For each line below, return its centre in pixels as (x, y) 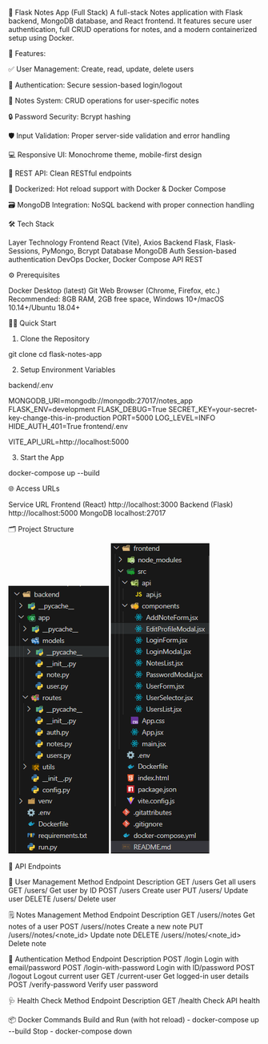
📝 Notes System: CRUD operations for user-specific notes (104, 101)
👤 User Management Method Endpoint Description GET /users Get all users (132, 882)
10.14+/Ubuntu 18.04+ (44, 308)
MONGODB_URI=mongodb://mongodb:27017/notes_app (101, 401)
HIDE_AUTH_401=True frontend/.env (68, 426)
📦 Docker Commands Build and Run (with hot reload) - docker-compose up (134, 1020)
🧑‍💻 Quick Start (32, 323)
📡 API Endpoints (35, 866)
